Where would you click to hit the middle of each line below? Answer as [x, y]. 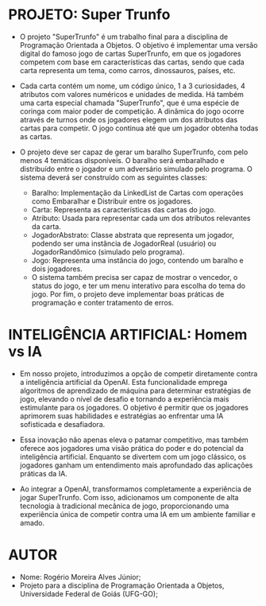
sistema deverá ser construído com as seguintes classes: [114, 177]
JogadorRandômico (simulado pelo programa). [108, 251]
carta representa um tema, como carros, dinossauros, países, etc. [127, 70]
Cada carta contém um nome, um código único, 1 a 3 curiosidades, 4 [133, 86]
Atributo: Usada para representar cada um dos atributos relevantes [141, 218]
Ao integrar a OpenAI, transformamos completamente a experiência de [135, 489]
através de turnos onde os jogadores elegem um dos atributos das [129, 119]
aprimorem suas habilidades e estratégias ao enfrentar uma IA [121, 416]
